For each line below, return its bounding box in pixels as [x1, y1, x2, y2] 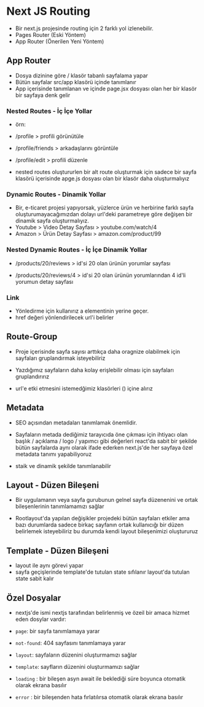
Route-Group [6, 332, 58, 342]
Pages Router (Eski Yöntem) [15, 31, 86, 38]
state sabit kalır [15, 575, 54, 582]
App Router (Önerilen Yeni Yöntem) [15, 37, 104, 45]
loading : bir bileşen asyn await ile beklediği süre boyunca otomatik [15, 675, 186, 682]
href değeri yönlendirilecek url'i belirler [15, 313, 114, 321]
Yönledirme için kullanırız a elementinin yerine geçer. [15, 307, 149, 314]
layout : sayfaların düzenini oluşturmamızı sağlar [15, 651, 137, 658]
